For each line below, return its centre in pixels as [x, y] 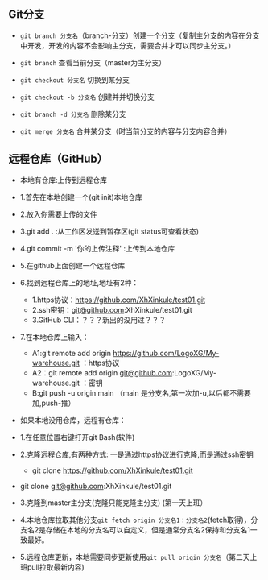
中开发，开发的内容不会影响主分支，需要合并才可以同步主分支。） [128, 45]
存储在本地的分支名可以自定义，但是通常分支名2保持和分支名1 [148, 529]
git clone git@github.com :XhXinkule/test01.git [96, 486]
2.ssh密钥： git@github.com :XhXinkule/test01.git [112, 309]
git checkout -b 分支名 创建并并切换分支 [87, 97]
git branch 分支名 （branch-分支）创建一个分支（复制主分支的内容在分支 [140, 35]
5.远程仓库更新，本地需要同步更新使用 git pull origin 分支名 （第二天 [135, 557]
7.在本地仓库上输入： [55, 337]
